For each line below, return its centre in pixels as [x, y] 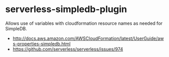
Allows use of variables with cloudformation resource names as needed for [84, 23]
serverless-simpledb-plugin [66, 9]
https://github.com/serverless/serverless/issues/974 [68, 49]
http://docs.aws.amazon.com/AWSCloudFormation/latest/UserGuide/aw [88, 38]
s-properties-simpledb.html [41, 43]
